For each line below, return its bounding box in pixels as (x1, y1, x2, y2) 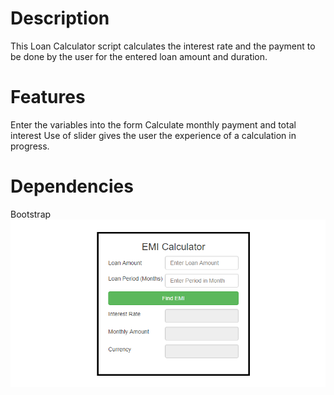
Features (10, 86, 86, 109)
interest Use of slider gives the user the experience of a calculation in (10, 129, 297, 141)
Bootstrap (10, 208, 52, 220)
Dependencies (10, 175, 134, 198)
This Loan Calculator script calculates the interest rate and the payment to (10, 40, 316, 52)
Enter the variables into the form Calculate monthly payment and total (10, 118, 297, 131)
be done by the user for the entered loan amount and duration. (10, 50, 268, 62)
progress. (10, 140, 50, 152)
